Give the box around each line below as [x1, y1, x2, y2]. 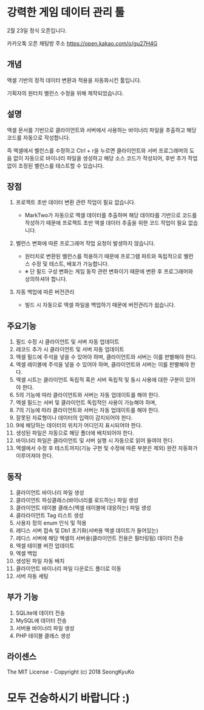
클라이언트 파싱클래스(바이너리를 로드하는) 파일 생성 [15, 497, 138, 503]
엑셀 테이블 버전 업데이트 [15, 542, 75, 549]
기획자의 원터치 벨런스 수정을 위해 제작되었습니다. [7, 89, 124, 97]
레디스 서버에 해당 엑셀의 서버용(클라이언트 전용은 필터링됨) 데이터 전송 [15, 534, 184, 542]
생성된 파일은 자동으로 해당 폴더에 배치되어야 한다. [15, 429, 134, 436]
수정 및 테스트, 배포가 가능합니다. [31, 260, 109, 267]
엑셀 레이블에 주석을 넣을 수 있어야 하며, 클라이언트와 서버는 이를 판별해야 [15, 361, 189, 368]
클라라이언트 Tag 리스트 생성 [15, 512, 84, 519]
